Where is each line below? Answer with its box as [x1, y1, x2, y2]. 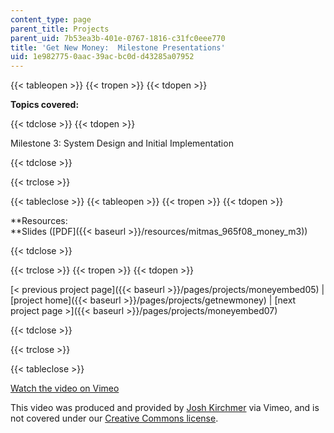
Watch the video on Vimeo [10, 382, 120, 395]
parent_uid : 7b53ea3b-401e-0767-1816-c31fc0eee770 [10, 33, 226, 43]
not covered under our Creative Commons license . [10, 412, 219, 425]
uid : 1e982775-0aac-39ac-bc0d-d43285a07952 [10, 52, 195, 62]
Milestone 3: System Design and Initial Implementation [10, 137, 234, 150]
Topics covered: [10, 99, 80, 111]
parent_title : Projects [10, 24, 110, 34]
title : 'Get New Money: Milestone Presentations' [10, 42, 226, 53]
